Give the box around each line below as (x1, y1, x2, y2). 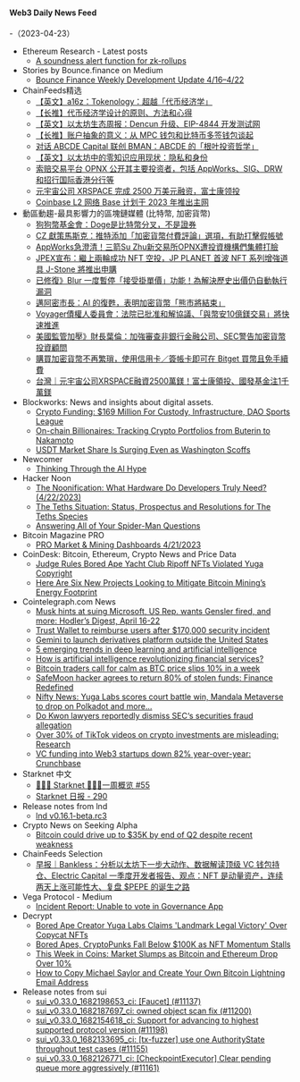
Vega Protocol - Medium (21, 892, 112, 902)
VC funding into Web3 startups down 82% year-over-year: (35, 748, 252, 759)
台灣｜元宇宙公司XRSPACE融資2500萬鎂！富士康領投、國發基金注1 (35, 376, 282, 386)
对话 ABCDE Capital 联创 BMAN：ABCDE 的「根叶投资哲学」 (35, 141, 259, 152)
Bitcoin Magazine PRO (21, 530, 104, 541)
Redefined (35, 682, 74, 693)
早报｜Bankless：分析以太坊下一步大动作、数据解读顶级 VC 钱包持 (35, 859, 280, 870)
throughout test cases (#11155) (35, 1044, 149, 1054)
